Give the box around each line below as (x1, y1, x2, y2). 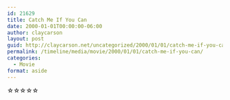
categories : (7, 55, 41, 62)
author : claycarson (7, 29, 63, 36)
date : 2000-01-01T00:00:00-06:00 (7, 23, 103, 29)
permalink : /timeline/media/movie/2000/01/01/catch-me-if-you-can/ (7, 49, 204, 55)
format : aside (7, 67, 48, 74)
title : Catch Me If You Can (7, 16, 88, 23)
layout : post (7, 36, 44, 42)
